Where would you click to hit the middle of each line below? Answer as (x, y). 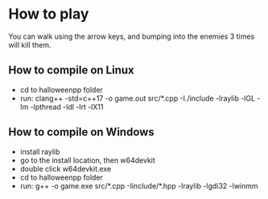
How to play (49, 14)
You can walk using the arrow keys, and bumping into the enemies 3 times (132, 36)
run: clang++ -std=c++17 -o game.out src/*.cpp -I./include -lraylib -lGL (138, 98)
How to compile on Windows (81, 133)
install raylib (40, 151)
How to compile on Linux (71, 70)
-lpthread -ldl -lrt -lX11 (67, 106)
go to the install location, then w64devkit (87, 160)
